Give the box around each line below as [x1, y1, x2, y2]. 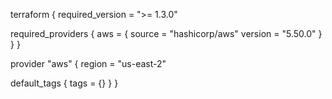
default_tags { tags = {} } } [10, 77, 119, 89]
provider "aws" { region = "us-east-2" [10, 58, 167, 69]
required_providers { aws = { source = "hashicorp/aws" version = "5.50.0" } [10, 28, 323, 39]
